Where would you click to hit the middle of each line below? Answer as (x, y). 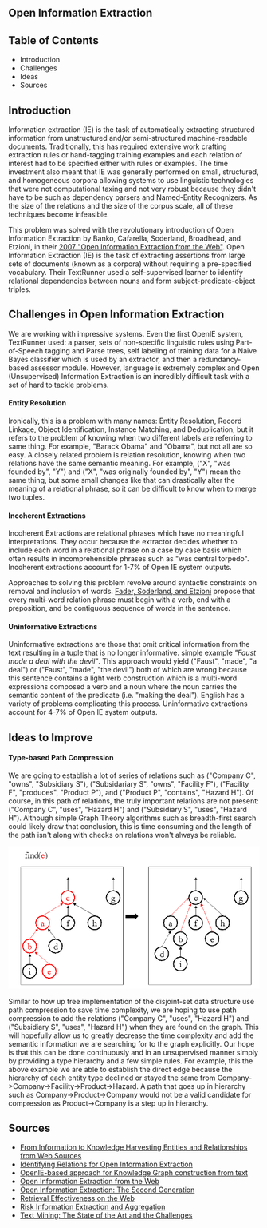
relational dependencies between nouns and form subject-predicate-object (132, 281)
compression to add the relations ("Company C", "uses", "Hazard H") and (129, 1018)
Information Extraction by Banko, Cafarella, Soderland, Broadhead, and (125, 238)
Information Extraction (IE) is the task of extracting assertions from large (127, 256)
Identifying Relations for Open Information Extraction (106, 1164)
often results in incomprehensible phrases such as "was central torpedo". (129, 559)
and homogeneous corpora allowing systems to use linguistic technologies (131, 181)
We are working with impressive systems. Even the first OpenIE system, (126, 333)
